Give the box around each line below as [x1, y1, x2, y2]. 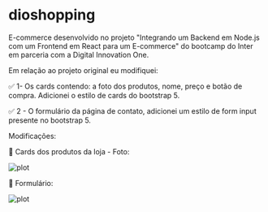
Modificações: [8, 131, 57, 141]
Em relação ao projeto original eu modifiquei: [8, 65, 158, 75]
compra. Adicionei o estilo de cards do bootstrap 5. [8, 90, 180, 100]
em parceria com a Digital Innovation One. [8, 50, 149, 59]
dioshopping [8, 6, 96, 24]
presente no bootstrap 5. [8, 115, 92, 125]
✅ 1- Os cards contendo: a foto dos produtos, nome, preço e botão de [8, 81, 243, 91]
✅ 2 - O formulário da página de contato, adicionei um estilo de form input [8, 106, 257, 115]
